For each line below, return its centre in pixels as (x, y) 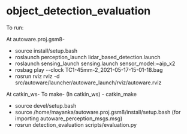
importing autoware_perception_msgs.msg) (69, 118)
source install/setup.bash (46, 51)
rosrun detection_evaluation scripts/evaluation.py (76, 124)
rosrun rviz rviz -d (37, 76)
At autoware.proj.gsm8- (35, 39)
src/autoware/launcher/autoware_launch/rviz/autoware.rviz (88, 83)
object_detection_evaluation (79, 11)
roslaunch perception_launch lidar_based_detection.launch (88, 57)
